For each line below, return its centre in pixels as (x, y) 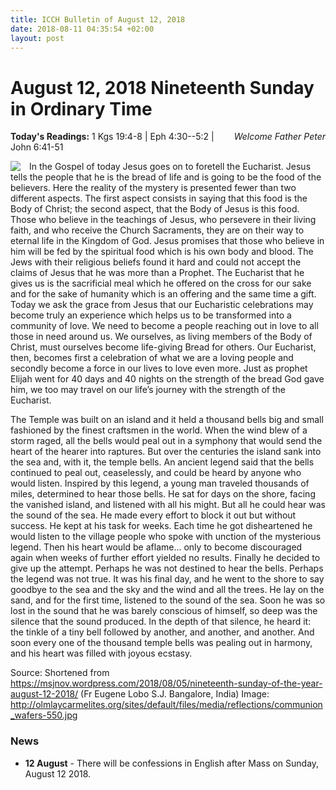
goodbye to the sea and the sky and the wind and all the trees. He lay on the (167, 590)
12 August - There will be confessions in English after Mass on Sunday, (172, 763)
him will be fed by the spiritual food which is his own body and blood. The (162, 252)
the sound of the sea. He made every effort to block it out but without (153, 515)
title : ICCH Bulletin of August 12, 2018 (98, 19)
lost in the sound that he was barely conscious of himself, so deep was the (164, 611)
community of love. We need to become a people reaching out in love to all (164, 326)
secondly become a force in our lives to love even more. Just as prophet (159, 368)
